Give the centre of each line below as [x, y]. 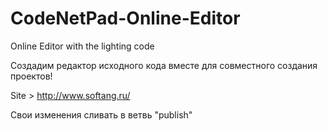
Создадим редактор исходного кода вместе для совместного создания [164, 65]
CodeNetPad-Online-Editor [125, 18]
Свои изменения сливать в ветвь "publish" [101, 114]
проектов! [31, 76]
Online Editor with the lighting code [82, 46]
